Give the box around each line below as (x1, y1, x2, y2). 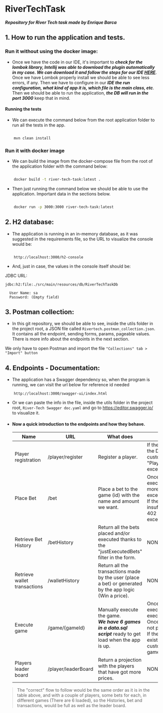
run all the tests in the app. (12, 122, 65, 128)
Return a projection (98, 657, 142, 664)
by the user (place (98, 574, 140, 581)
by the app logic (98, 586, 135, 593)
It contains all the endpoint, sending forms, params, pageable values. (12, 331, 150, 337)
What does (107, 433, 133, 440)
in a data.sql (98, 624, 128, 631)
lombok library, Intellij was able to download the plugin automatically (12, 64, 155, 70)
